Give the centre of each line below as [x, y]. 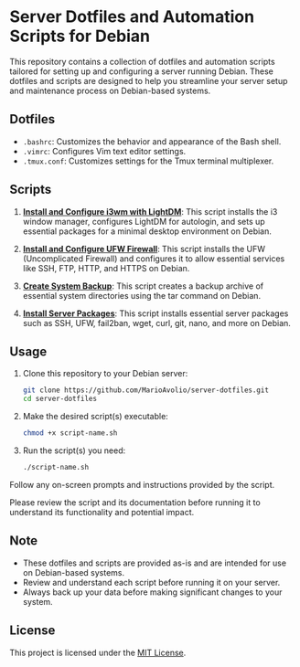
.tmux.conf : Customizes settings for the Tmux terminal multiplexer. [148, 161]
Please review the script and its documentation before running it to [135, 502]
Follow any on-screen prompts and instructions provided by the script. [142, 484]
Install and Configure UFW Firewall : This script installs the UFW [144, 249]
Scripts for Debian [80, 36]
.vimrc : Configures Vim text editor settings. [104, 151]
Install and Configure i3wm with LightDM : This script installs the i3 [150, 211]
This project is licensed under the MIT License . [98, 652]
